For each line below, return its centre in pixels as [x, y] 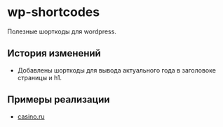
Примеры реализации [59, 99]
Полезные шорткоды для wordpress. [62, 31]
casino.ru [31, 117]
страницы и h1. [39, 77]
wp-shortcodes [54, 12]
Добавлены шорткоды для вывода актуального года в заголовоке [116, 70]
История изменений [54, 53]
